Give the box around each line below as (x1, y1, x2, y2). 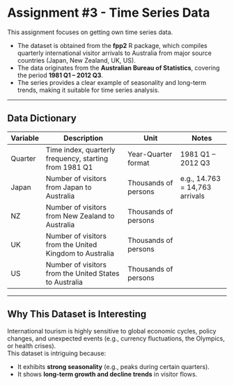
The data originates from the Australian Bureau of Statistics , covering (17, 63, 220, 72)
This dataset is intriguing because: (7, 349, 107, 357)
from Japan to (45, 182, 92, 192)
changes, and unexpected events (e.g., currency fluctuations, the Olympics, (7, 334, 225, 343)
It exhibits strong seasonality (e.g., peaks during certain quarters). (17, 362, 210, 370)
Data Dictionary (7, 113, 77, 125)
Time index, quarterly (45, 145, 116, 155)
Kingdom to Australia (45, 249, 115, 258)
